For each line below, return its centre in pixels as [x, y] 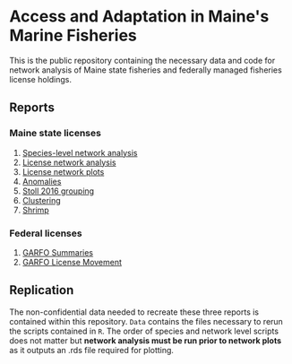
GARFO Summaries [58, 252]
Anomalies [42, 181]
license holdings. [41, 79]
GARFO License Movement [72, 262]
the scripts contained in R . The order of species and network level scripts [144, 331]
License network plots [63, 171]
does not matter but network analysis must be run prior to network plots [146, 340]
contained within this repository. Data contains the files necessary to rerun [146, 321]
